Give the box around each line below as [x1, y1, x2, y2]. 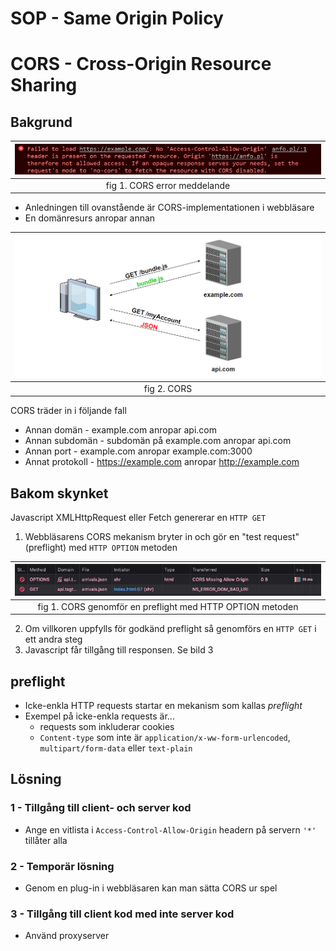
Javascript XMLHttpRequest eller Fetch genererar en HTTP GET [10, 511, 267, 523]
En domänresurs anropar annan [24, 212, 156, 224]
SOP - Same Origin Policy [10, 7, 224, 30]
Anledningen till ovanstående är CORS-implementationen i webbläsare [24, 202, 315, 214]
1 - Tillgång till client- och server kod [10, 801, 192, 815]
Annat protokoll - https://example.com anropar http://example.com [24, 456, 300, 468]
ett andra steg [24, 633, 83, 646]
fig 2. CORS [143, 382, 193, 394]
